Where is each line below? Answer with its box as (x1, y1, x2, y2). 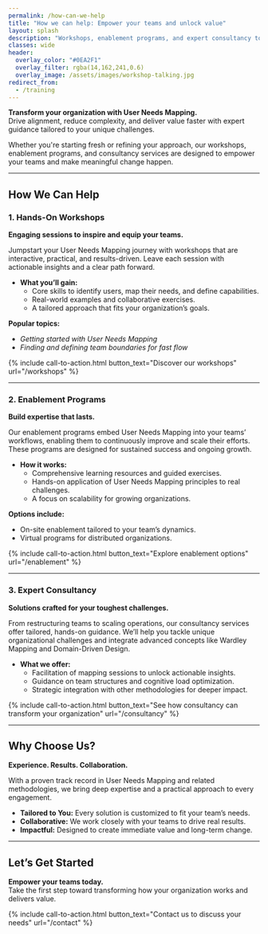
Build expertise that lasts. (8, 412, 96, 421)
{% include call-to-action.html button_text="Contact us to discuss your (8, 909, 242, 919)
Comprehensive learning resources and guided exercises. (31, 469, 222, 478)
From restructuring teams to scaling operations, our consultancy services (8, 618, 250, 627)
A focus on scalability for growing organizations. (31, 494, 191, 504)
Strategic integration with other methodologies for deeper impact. (31, 684, 248, 695)
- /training (15, 85, 56, 94)
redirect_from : (8, 78, 59, 86)
